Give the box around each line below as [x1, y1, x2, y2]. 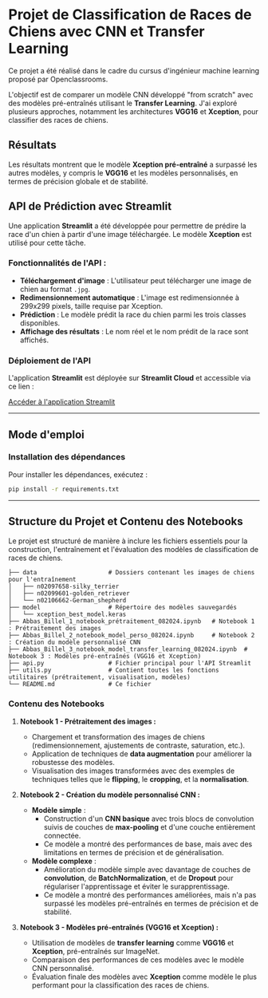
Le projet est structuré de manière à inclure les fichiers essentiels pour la [8, 536, 248, 546]
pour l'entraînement [8, 575, 77, 583]
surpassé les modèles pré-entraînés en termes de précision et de [43, 898, 259, 908]
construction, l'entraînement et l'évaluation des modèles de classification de [8, 544, 259, 554]
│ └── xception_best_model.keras [8, 610, 127, 618]
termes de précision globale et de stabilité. [8, 176, 149, 186]
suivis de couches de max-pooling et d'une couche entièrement [43, 822, 256, 831]
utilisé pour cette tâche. [8, 238, 86, 247]
